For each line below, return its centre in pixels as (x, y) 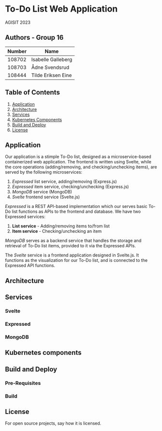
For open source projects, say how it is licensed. (53, 423)
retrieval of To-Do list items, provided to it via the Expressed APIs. (71, 246)
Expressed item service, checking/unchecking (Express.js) (70, 187)
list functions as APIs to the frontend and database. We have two (76, 211)
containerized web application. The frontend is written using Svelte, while (78, 162)
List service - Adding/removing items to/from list (61, 226)
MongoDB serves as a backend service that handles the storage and (73, 240)
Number (17, 51)
